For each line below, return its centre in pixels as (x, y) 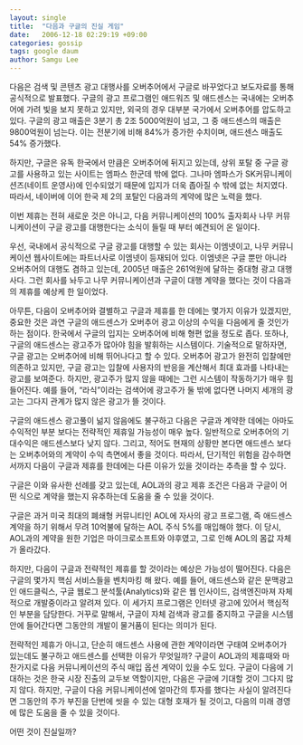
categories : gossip (46, 43)
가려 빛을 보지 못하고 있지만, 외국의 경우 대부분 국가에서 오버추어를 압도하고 (159, 109)
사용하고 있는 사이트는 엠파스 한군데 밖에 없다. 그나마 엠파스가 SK (141, 174)
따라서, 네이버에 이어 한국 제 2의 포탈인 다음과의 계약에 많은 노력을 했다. (136, 196)
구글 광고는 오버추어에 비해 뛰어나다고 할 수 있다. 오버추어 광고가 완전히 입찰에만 (151, 356)
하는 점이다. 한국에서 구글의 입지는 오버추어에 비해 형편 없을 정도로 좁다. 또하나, (149, 333)
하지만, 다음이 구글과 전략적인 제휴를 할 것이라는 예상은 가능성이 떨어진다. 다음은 (151, 568)
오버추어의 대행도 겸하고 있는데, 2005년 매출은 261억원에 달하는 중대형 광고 (142, 269)
